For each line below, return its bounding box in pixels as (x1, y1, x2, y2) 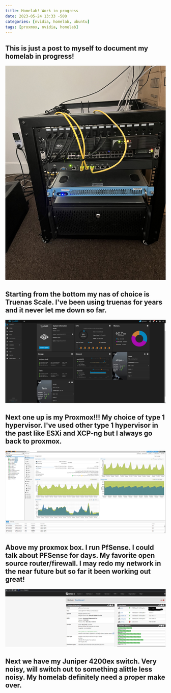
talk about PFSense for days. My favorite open (5, 551, 155, 560)
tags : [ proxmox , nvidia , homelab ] (5, 24, 79, 30)
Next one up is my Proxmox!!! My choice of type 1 (5, 413, 165, 422)
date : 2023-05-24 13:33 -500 (5, 13, 67, 19)
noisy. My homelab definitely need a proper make (5, 673, 165, 681)
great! (5, 575, 25, 584)
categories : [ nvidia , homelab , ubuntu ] (5, 19, 90, 24)
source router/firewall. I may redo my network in (5, 559, 161, 568)
